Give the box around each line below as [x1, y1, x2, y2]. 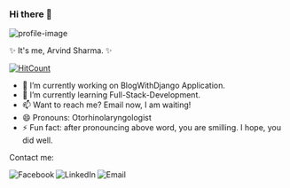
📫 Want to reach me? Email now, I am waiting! [21, 99, 192, 110]
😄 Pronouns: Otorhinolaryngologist [21, 113, 153, 123]
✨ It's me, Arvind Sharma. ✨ [9, 45, 113, 56]
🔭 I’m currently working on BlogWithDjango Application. [21, 80, 226, 91]
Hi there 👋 [9, 8, 53, 20]
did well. [21, 135, 53, 145]
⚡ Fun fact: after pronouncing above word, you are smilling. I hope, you [21, 122, 282, 133]
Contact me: [9, 153, 55, 163]
